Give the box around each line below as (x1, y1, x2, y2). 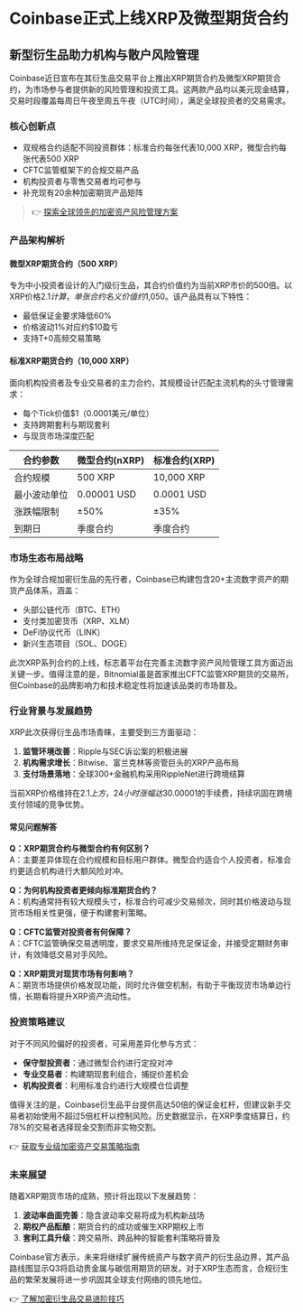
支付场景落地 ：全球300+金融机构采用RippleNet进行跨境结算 (22, 768, 245, 779)
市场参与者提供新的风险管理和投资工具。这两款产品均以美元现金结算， (32, 84, 294, 95)
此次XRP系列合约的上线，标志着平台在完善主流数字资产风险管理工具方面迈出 (9, 656, 294, 668)
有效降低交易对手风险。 (24, 949, 113, 960)
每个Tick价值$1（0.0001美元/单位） (22, 407, 154, 418)
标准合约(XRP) (152, 453, 216, 466)
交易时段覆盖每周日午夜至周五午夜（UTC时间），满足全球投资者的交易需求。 (9, 96, 291, 106)
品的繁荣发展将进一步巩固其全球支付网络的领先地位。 (9, 1274, 207, 1285)
